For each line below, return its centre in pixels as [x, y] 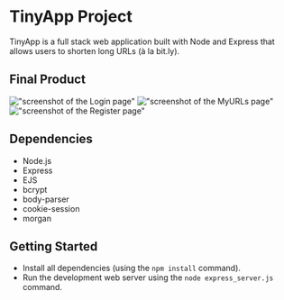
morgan [37, 218]
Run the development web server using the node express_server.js [148, 277]
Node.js [37, 160]
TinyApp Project [71, 17]
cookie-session [51, 208]
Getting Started [54, 246]
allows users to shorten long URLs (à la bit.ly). [95, 50]
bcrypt [35, 189]
